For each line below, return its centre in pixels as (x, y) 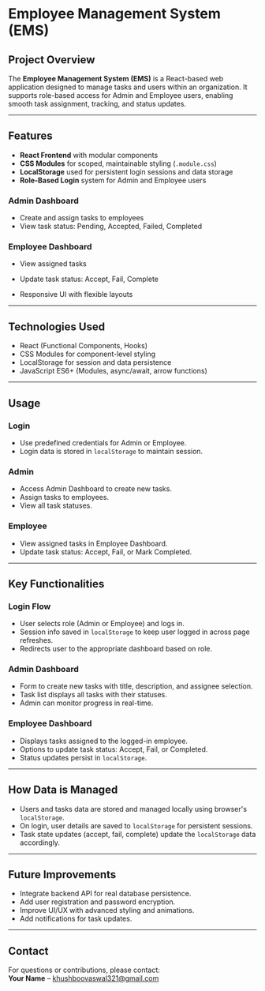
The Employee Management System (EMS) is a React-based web (116, 79)
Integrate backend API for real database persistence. (105, 894)
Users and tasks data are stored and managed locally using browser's (133, 809)
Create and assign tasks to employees (82, 218)
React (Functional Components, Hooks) (84, 346)
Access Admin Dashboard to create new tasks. (95, 489)
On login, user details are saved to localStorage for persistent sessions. (136, 825)
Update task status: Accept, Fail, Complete (89, 279)
